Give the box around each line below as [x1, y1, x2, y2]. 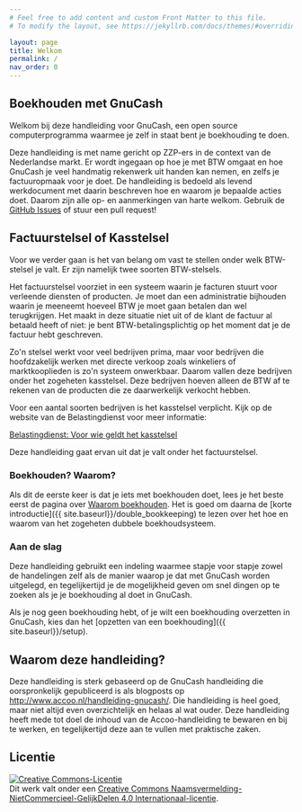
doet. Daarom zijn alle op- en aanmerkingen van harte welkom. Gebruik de [9, 194, 285, 205]
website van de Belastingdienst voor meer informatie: [9, 411, 207, 423]
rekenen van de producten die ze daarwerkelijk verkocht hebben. [9, 384, 251, 396]
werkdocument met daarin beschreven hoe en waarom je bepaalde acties [9, 185, 282, 196]
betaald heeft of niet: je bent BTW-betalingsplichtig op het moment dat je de [9, 319, 290, 330]
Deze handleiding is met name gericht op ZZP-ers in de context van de [9, 147, 271, 157]
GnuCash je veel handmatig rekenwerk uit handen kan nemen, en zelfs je [9, 165, 280, 176]
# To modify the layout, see [9, 22, 119, 31]
